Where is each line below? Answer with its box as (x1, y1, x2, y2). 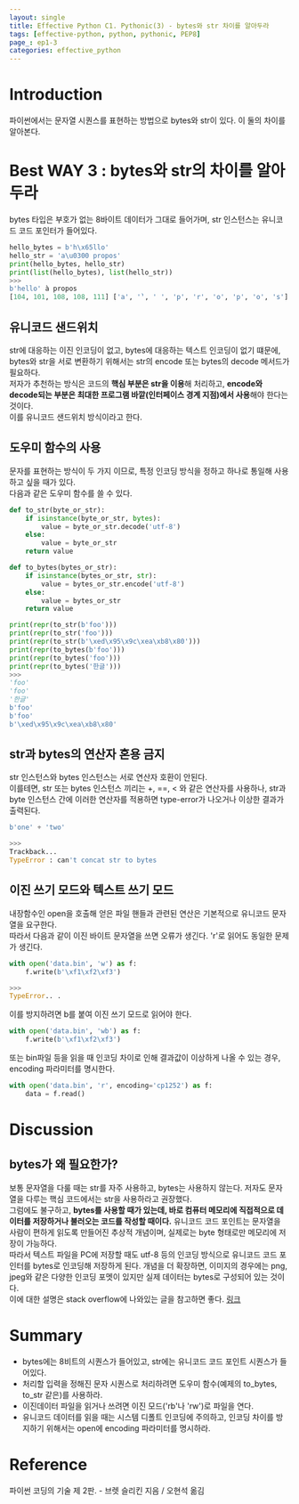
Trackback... (9, 848, 58, 857)
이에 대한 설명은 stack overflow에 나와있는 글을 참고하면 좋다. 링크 (9, 1293, 241, 1305)
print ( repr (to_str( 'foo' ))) (9, 629, 114, 638)
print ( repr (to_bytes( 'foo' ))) (9, 654, 122, 663)
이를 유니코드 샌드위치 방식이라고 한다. (9, 411, 142, 422)
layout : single (9, 12, 66, 22)
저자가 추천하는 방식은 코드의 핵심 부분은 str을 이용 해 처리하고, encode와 (9, 378, 263, 388)
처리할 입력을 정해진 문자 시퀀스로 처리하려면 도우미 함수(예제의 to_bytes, (21, 1378, 278, 1389)
